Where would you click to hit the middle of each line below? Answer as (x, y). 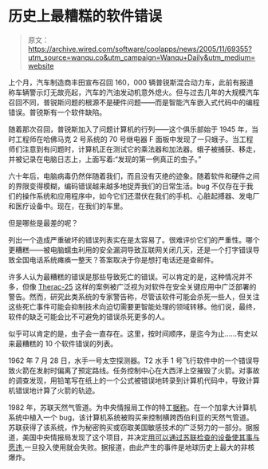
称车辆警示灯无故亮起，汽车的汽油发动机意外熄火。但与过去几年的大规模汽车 (134, 92)
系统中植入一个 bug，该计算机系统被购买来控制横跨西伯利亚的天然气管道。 (131, 417)
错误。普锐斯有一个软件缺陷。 (57, 112)
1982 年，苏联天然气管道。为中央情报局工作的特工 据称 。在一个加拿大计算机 (132, 407)
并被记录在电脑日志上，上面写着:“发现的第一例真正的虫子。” (105, 159)
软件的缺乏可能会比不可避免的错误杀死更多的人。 (89, 317)
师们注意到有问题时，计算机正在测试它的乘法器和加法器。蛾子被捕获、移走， (134, 149)
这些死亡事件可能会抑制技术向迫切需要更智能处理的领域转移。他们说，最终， (134, 306)
